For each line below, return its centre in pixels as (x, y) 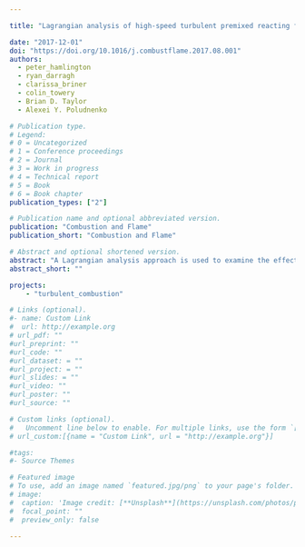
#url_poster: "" (40, 395)
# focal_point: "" (46, 511)
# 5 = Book (30, 185)
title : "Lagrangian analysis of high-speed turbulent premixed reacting (150, 25)
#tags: (22, 453)
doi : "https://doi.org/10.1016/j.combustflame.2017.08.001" (126, 51)
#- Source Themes (42, 461)
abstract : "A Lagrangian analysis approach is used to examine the (140, 260)
